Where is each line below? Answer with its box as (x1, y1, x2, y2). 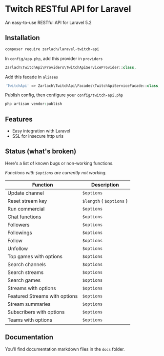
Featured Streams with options (7, 293, 78, 299)
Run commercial (7, 205, 45, 212)
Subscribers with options (7, 309, 65, 315)
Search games (7, 277, 41, 284)
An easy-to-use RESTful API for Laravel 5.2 (5, 20, 92, 25)
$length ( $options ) (82, 197, 128, 204)
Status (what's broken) (5, 147, 77, 156)
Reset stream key (7, 197, 47, 204)
